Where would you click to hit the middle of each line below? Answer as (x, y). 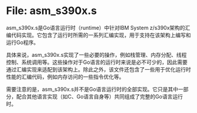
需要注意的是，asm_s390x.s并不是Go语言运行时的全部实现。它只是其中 (92, 89)
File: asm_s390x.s (52, 11)
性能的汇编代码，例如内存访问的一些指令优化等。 (65, 77)
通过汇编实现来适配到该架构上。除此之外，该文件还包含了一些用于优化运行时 (98, 69)
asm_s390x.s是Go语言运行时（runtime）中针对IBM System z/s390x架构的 (96, 28)
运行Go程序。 (23, 42)
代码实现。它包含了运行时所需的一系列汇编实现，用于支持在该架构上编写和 (101, 35)
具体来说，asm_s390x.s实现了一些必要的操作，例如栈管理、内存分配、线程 (96, 54)
